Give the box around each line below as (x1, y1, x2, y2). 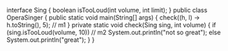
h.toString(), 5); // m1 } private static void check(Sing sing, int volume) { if (6, 21, 217, 29)
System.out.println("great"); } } (6, 36, 95, 44)
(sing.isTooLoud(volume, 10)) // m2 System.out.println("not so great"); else (6, 28, 221, 36)
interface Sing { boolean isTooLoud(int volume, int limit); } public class (6, 6, 208, 14)
